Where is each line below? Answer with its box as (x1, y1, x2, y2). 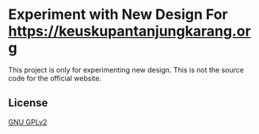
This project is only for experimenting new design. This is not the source (8, 65, 244, 74)
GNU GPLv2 (8, 117, 48, 127)
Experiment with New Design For (8, 6, 228, 24)
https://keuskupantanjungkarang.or (8, 22, 251, 40)
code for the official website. (8, 73, 101, 83)
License (8, 96, 48, 110)
